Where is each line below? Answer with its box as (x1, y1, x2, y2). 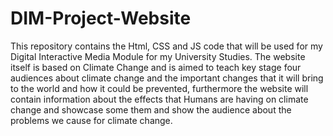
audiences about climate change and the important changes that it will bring (10, 72, 324, 84)
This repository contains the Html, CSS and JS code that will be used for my (10, 40, 323, 52)
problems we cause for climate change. (10, 114, 173, 126)
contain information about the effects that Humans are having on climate (10, 93, 309, 105)
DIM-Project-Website (10, 7, 192, 30)
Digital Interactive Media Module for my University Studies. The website (10, 50, 306, 62)
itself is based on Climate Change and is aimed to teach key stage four (10, 61, 302, 73)
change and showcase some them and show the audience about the (10, 103, 292, 116)
